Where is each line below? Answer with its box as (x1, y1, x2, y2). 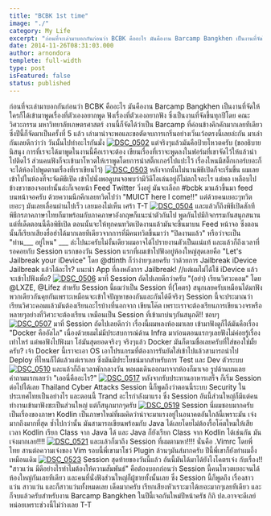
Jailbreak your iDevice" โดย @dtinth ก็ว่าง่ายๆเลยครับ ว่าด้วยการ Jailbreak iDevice (9, 255, 257, 265)
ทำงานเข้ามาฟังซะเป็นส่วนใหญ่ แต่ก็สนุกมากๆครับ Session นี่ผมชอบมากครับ (9, 400, 254, 410)
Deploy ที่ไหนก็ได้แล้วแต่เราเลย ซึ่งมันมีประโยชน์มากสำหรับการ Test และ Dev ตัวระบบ (9, 355, 244, 365)
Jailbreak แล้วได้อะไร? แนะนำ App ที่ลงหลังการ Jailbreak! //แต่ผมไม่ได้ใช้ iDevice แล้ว (9, 264, 258, 274)
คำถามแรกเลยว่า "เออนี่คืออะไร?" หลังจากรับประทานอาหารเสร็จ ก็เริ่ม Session (9, 373, 262, 382)
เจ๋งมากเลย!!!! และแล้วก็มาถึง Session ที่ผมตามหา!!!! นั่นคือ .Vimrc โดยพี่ (9, 436, 253, 446)
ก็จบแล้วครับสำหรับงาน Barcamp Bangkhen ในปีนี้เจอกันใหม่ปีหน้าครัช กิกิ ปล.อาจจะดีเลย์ (9, 490, 257, 500)
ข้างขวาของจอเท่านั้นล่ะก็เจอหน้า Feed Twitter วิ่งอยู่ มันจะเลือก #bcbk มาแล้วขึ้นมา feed (9, 183, 253, 192)
